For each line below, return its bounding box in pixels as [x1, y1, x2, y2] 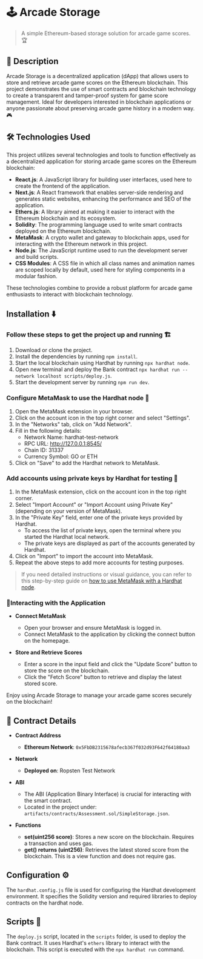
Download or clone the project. [15, 347, 93, 354]
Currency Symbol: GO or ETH [24, 453, 98, 460]
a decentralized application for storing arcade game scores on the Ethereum [6, 158, 197, 165]
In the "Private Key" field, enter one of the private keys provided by [15, 513, 183, 521]
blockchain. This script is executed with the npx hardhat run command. [6, 946, 185, 953]
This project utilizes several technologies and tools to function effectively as [6, 151, 196, 158]
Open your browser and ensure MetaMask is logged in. [24, 624, 162, 632]
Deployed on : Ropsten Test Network [24, 767, 116, 774]
